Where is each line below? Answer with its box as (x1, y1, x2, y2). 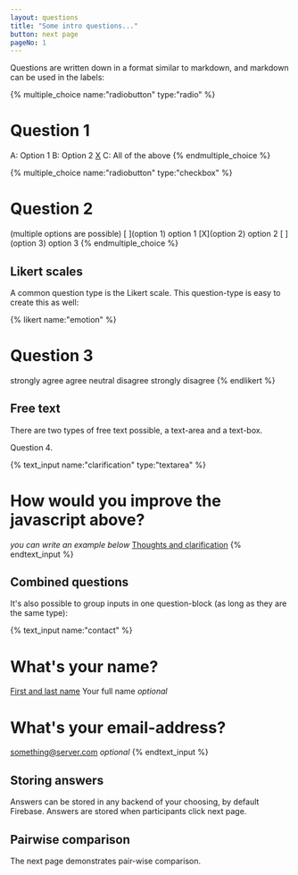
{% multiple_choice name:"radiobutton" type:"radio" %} (10, 89, 216, 100)
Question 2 (10, 198, 94, 219)
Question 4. (10, 442, 53, 452)
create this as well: (10, 297, 79, 307)
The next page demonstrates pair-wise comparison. (10, 855, 202, 866)
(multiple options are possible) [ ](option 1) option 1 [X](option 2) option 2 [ (10, 229, 284, 240)
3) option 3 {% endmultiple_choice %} (37, 238, 179, 248)
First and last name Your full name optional (10, 686, 168, 697)
